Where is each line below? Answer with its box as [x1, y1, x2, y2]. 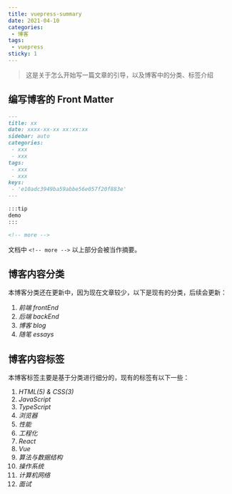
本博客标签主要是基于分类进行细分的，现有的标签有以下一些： [8, 374, 190, 382]
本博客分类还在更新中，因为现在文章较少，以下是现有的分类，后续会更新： [8, 288, 227, 297]
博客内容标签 [8, 353, 65, 365]
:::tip [8, 205, 28, 212]
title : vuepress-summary [8, 10, 82, 18]
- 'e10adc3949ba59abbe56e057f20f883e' [11, 186, 127, 193]
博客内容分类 [8, 268, 65, 280]
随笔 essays [18, 330, 54, 339]
